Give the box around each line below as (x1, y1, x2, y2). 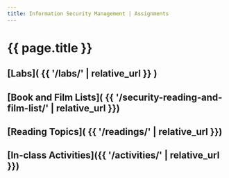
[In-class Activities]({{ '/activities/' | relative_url (7, 149, 220, 161)
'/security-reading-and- (115, 91, 223, 103)
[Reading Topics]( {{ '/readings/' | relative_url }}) (7, 126, 223, 138)
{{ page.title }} (7, 40, 93, 56)
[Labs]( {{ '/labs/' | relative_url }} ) (7, 67, 158, 80)
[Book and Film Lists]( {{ (7, 91, 114, 103)
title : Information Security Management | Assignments (7, 10, 169, 17)
